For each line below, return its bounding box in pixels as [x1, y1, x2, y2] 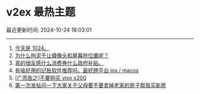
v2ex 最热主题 [6, 5, 76, 19]
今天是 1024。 [14, 44, 49, 51]
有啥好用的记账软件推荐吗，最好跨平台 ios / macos [14, 67, 139, 74]
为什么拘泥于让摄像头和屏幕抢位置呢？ [14, 52, 109, 59]
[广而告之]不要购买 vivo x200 [14, 74, 86, 81]
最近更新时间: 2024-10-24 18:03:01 [6, 26, 92, 33]
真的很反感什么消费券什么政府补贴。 [14, 59, 104, 66]
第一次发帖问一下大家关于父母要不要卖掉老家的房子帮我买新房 [14, 82, 167, 89]
